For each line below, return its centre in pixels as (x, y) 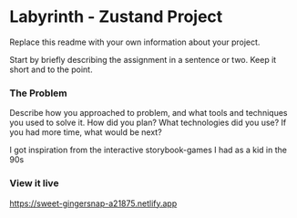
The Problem (39, 93)
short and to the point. (51, 69)
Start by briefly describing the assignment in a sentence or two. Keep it (143, 59)
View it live (34, 183)
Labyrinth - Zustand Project (116, 17)
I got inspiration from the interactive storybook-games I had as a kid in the (148, 150)
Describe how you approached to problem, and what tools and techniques (148, 113)
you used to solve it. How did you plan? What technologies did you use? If (148, 123)
